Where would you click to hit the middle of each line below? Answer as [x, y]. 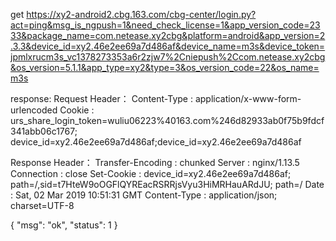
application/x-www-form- [248, 98]
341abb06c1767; [44, 131]
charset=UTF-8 [42, 205]
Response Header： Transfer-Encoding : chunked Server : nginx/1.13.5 [155, 162]
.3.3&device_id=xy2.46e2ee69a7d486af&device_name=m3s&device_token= [168, 46]
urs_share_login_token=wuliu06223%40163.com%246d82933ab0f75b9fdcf [167, 120]
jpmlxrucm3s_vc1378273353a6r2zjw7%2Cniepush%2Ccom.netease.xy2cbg [168, 57]
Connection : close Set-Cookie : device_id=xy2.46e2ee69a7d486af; [151, 173]
